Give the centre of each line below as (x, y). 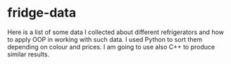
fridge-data (42, 13)
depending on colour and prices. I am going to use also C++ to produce (111, 47)
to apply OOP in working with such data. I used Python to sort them (105, 39)
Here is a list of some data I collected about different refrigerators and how (115, 32)
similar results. (29, 54)
